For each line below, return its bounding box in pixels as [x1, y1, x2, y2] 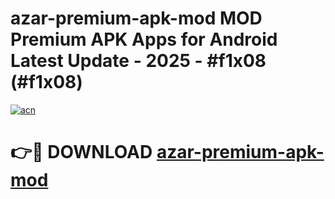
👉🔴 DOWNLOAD [10, 141, 153, 164]
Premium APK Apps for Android [10, 28, 278, 51]
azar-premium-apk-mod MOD [10, 7, 263, 30]
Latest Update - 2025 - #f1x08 [10, 50, 267, 72]
